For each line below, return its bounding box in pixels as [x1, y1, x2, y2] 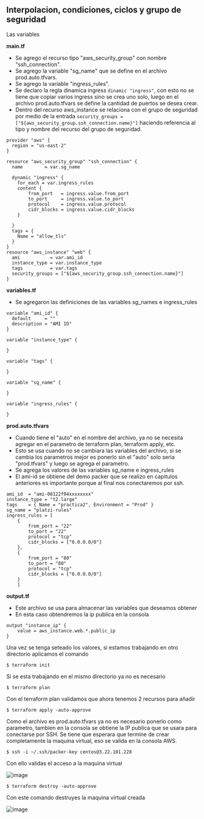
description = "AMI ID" [12, 321, 72, 327]
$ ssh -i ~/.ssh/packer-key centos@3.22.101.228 [6, 749, 132, 755]
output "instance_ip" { [6, 622, 67, 628]
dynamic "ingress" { [12, 174, 64, 180]
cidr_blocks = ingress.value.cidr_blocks [28, 207, 135, 213]
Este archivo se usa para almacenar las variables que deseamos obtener [15, 604, 197, 611]
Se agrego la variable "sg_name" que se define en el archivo [15, 67, 167, 74]
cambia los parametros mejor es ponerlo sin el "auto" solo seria [15, 453, 175, 461]
